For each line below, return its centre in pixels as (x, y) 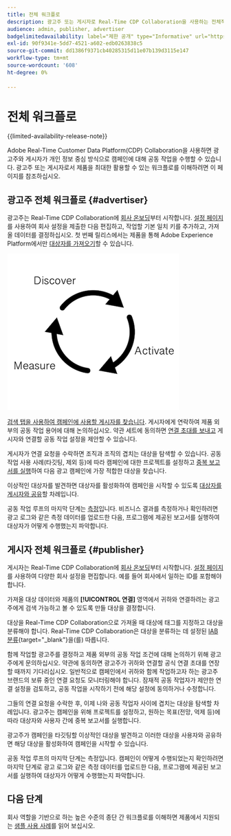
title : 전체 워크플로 (34, 14)
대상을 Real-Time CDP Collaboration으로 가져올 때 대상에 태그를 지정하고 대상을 (115, 623)
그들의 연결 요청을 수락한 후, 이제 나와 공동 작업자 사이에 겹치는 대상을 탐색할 (110, 703)
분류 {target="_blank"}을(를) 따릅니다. (58, 640)
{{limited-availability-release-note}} (57, 136)
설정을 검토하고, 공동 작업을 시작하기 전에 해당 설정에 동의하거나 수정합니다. (115, 689)
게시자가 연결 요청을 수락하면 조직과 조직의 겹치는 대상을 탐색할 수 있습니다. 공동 (114, 454)
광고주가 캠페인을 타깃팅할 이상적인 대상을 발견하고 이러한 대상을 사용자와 (106, 735)
